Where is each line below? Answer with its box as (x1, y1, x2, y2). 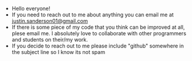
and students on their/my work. (11, 36, 88, 43)
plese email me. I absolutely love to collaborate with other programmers (11, 30, 187, 37)
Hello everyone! (11, 5, 51, 12)
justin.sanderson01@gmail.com (11, 18, 88, 24)
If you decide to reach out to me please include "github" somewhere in (11, 42, 184, 49)
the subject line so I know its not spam (11, 49, 105, 55)
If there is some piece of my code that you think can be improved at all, (11, 23, 185, 30)
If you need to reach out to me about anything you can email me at (11, 11, 174, 18)
